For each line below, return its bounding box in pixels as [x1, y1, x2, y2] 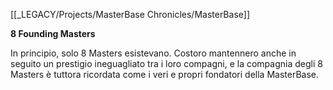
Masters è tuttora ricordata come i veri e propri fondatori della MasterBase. [10, 69, 320, 80]
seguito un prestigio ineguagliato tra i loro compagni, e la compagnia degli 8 [10, 58, 323, 69]
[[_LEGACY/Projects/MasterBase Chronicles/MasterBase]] [10, 9, 250, 20]
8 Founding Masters [10, 28, 96, 39]
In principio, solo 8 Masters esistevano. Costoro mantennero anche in [10, 47, 297, 59]
